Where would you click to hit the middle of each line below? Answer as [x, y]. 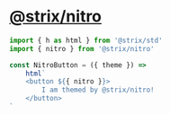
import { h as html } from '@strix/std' [86, 40]
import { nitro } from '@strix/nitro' [82, 48]
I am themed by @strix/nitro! [98, 90]
